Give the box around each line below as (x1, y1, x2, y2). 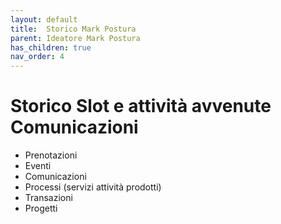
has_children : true (10, 42, 92, 53)
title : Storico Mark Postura (10, 24, 137, 34)
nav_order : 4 (10, 52, 65, 62)
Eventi (24, 160, 52, 172)
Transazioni (24, 192, 73, 204)
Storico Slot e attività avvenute (10, 95, 272, 118)
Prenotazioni (24, 149, 78, 161)
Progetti (24, 202, 58, 215)
